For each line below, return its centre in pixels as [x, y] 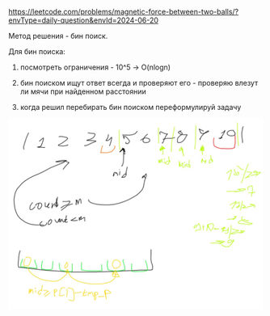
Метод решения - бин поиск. [58, 36]
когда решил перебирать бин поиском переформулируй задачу [131, 107]
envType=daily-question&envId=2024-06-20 [84, 20]
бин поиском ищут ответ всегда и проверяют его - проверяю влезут [139, 83]
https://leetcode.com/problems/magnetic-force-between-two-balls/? [124, 12]
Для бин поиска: [37, 51]
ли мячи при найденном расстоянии [83, 91]
